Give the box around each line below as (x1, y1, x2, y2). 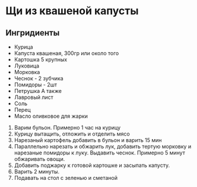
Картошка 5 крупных (14, 56, 68, 63)
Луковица (14, 62, 40, 69)
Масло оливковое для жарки (14, 112, 88, 120)
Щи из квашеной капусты (5, 4, 139, 18)
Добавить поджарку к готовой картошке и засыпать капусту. (14, 162, 170, 169)
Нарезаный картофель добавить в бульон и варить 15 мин (14, 137, 162, 143)
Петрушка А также (14, 88, 62, 94)
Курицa (14, 43, 33, 50)
